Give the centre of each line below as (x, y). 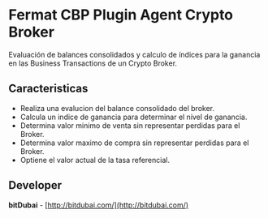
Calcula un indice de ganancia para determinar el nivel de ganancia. (134, 117)
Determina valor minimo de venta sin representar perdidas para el (130, 125)
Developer (35, 185)
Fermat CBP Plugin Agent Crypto (121, 15)
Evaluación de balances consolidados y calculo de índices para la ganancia (134, 54)
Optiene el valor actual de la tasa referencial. (95, 160)
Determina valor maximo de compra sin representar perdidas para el (134, 143)
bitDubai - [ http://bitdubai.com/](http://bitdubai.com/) (99, 205)
